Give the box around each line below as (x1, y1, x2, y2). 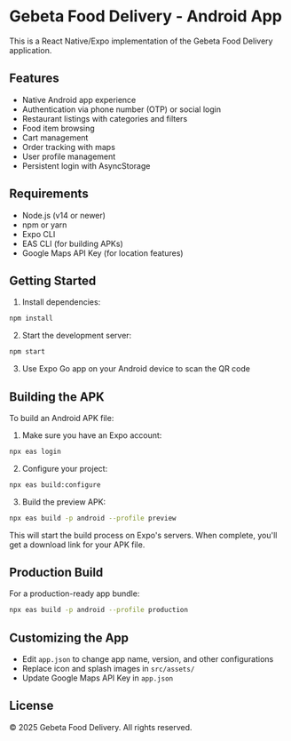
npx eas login (9, 447, 62, 456)
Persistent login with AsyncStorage (21, 160, 151, 171)
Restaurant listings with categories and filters (21, 113, 188, 123)
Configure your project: (21, 463, 108, 474)
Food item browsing (21, 123, 95, 133)
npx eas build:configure (9, 480, 101, 490)
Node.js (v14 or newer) (21, 210, 106, 220)
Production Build (9, 564, 104, 579)
